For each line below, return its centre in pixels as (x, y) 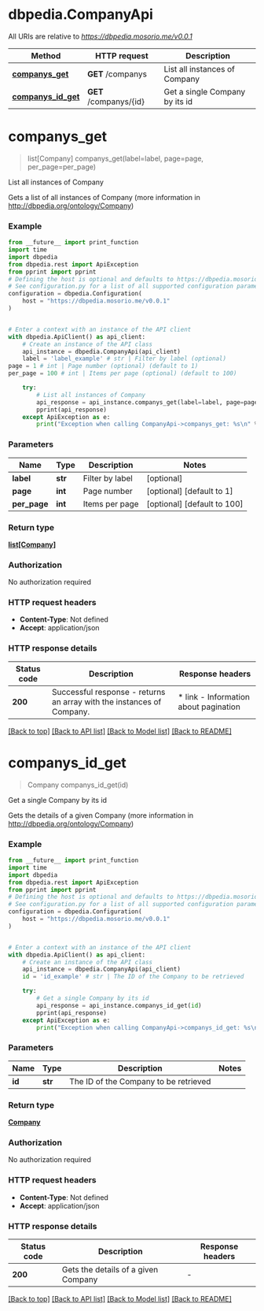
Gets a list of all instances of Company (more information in (104, 197)
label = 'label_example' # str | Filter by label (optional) (124, 359)
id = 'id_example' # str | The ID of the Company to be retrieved (133, 977)
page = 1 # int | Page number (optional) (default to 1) (103, 366)
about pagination (209, 707)
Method (46, 55)
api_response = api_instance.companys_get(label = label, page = (140, 402)
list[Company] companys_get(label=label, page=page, (115, 158)
